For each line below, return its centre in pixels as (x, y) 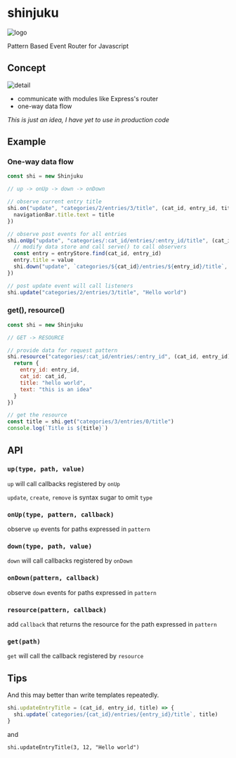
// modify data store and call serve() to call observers (100, 247)
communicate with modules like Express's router (88, 98)
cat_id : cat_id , (44, 377)
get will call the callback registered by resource (76, 656)
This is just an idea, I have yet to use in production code (88, 119)
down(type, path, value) (50, 547)
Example (27, 142)
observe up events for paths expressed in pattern (79, 529)
